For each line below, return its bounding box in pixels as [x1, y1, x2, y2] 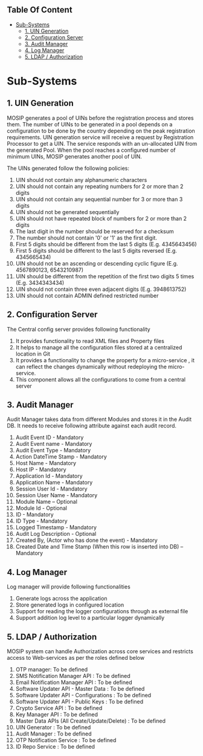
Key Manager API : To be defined [15, 711, 98, 719]
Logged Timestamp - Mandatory [15, 524, 97, 531]
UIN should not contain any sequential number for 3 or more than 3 [15, 195, 183, 203]
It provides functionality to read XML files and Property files [15, 337, 165, 344]
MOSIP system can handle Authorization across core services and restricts [7, 648, 194, 655]
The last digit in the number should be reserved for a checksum [15, 227, 174, 235]
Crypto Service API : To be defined [15, 705, 103, 712]
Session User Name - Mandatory [15, 492, 98, 499]
